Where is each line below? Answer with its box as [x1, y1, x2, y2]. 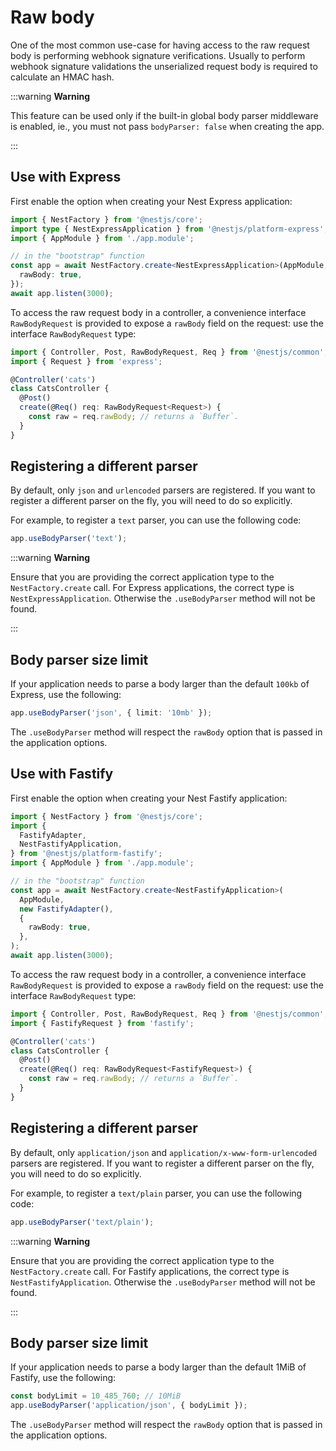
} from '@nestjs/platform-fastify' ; [10, 849, 163, 859]
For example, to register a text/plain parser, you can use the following [10, 1187, 303, 1199]
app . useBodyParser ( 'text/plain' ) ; [10, 1217, 155, 1227]
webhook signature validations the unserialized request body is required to [10, 60, 318, 72]
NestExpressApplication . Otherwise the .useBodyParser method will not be [10, 592, 316, 605]
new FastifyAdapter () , [19, 904, 114, 914]
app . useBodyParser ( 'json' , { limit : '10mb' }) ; [10, 708, 213, 718]
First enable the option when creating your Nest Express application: [10, 195, 293, 207]
